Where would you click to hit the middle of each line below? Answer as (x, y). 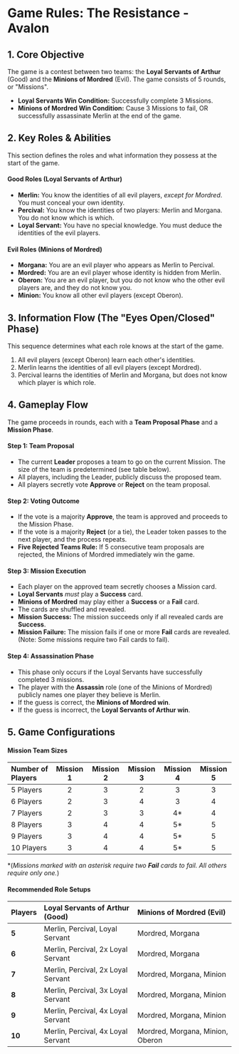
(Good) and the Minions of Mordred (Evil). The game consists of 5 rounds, (117, 79)
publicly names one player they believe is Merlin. (89, 694)
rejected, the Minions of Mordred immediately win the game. (106, 554)
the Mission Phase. (46, 525)
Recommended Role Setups (49, 889)
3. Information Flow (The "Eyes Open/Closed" (111, 317)
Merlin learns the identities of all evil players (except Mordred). (109, 368)
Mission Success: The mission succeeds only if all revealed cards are (121, 617)
